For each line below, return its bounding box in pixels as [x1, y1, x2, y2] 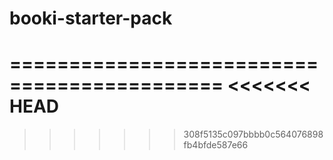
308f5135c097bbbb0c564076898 [183, 128, 324, 141]
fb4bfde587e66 [183, 139, 249, 151]
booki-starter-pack [9, 7, 173, 30]
